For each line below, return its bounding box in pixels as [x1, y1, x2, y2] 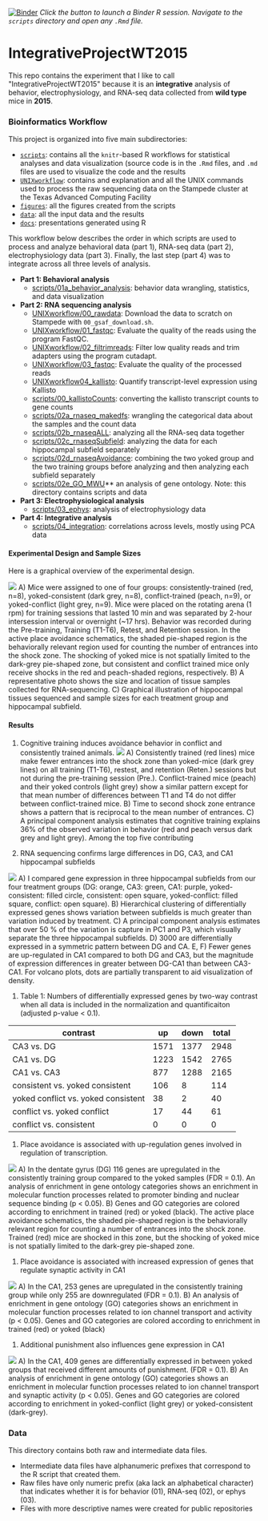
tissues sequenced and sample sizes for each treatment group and [8, 693, 229, 703]
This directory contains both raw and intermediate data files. [8, 1445, 208, 1454]
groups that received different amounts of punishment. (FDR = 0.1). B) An [8, 1365, 249, 1374]
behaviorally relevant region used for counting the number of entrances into [8, 642, 258, 652]
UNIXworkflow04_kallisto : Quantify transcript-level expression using [31, 377, 258, 386]
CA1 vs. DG [12, 1054, 56, 1065]
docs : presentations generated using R [19, 218, 146, 228]
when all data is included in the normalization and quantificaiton [19, 999, 230, 1009]
